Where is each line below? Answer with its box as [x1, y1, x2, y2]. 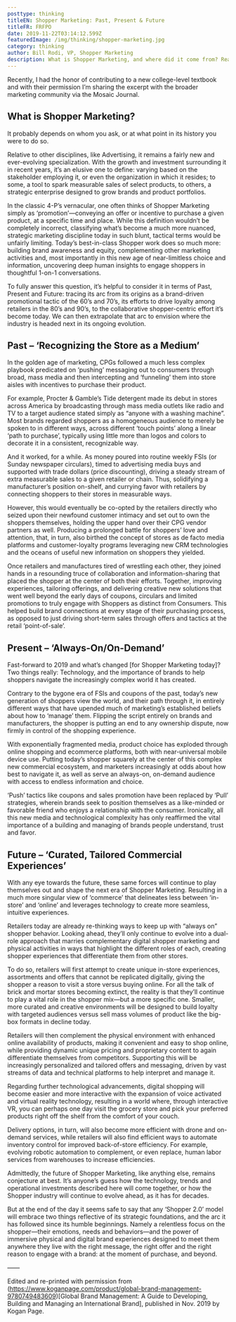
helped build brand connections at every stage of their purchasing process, [7, 607, 226, 615]
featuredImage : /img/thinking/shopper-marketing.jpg [7, 37, 165, 44]
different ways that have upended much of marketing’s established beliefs [7, 704, 222, 713]
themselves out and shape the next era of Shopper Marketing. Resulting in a [7, 886, 228, 894]
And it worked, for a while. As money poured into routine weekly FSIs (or [7, 452, 217, 461]
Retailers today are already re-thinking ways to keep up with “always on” [7, 922, 218, 930]
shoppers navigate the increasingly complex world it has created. [7, 676, 197, 684]
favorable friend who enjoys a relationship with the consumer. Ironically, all [7, 806, 223, 815]
